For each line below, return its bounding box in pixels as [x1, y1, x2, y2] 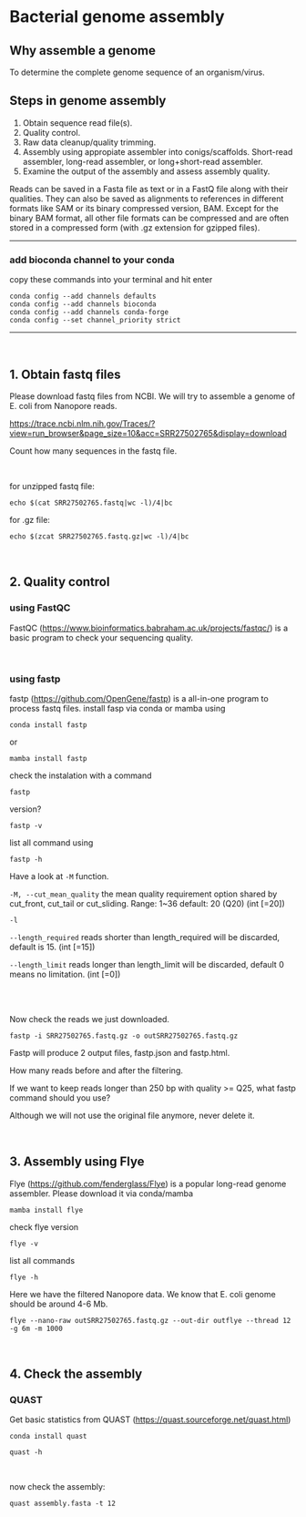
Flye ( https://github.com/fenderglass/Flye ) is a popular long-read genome [9, 1178, 287, 1189]
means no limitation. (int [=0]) [9, 969, 121, 979]
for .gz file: [9, 514, 50, 525]
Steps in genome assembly [9, 93, 167, 108]
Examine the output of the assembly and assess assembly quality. [22, 166, 270, 177]
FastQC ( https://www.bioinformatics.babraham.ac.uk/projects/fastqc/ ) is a [9, 622, 289, 633]
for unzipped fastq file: [9, 480, 96, 491]
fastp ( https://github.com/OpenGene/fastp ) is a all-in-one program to [9, 692, 269, 703]
